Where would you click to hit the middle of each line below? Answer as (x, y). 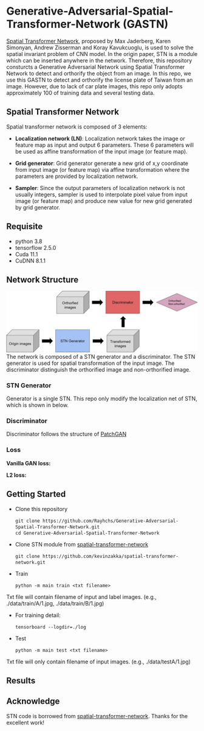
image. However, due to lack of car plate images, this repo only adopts (95, 86)
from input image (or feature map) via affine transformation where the (102, 169)
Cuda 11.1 (26, 254)
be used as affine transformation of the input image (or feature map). (101, 151)
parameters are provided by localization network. (76, 176)
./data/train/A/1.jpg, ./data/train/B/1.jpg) (55, 603)
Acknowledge (33, 701)
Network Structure (42, 279)
